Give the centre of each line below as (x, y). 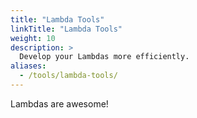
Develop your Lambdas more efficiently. (104, 57)
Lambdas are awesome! (59, 103)
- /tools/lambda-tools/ (68, 76)
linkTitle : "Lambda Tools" (66, 29)
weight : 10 (33, 38)
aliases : (28, 66)
